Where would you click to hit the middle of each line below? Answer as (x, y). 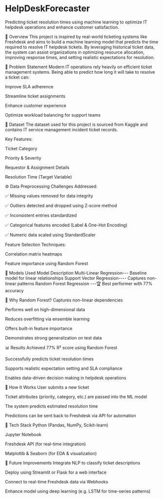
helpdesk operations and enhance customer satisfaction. (62, 27)
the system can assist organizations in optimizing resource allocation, (75, 52)
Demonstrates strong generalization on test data (54, 338)
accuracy (14, 290)
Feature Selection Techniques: (36, 244)
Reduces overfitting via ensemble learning (47, 319)
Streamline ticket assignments (35, 96)
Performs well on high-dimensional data (45, 309)
